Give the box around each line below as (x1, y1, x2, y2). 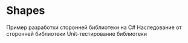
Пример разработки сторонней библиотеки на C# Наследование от (6, 24, 183, 31)
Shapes (6, 4, 45, 18)
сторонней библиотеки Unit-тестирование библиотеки (6, 30, 147, 37)
